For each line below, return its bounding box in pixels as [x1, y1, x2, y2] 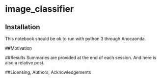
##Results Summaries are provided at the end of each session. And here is [5, 55, 157, 60]
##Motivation [5, 45, 32, 51]
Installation [5, 23, 40, 31]
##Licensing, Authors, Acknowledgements [5, 69, 91, 75]
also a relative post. [5, 60, 45, 65]
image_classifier [5, 3, 74, 15]
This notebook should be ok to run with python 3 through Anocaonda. [5, 36, 146, 41]
